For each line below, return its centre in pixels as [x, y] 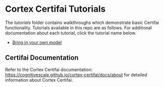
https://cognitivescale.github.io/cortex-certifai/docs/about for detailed [76, 75]
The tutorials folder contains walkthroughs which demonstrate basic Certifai [82, 22]
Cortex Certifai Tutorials [55, 9]
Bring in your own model [37, 42]
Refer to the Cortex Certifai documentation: [49, 69]
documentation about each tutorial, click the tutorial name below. [71, 33]
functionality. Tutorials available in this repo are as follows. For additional [79, 27]
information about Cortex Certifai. [39, 80]
